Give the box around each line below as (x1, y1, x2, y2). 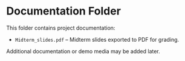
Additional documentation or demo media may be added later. (6, 47, 160, 55)
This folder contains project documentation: (6, 24, 115, 31)
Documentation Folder (6, 4, 121, 18)
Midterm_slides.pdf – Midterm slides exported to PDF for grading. (15, 36, 180, 43)
